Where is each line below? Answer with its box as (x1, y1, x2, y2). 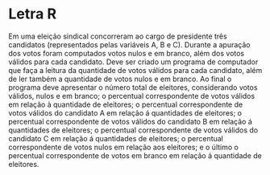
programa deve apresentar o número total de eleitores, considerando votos (8, 82, 258, 92)
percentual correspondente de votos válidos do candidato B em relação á (8, 116, 252, 126)
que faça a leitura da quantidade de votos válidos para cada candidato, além (8, 65, 263, 75)
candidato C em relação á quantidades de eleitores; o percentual (8, 133, 224, 143)
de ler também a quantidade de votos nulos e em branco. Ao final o (8, 74, 232, 83)
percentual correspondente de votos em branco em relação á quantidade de (8, 150, 262, 161)
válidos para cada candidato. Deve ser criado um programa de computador (8, 57, 259, 67)
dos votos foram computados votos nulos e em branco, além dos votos (8, 48, 245, 58)
